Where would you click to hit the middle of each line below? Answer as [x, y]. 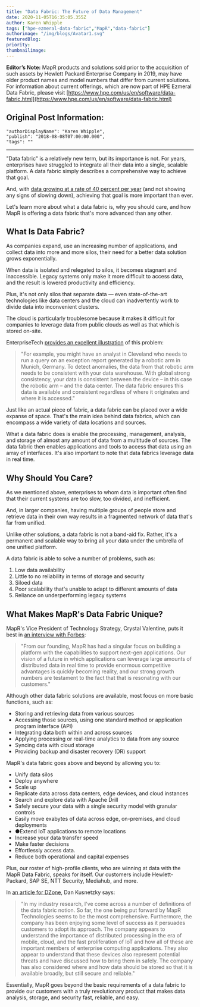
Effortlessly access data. [45, 850]
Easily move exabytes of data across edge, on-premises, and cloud [97, 819]
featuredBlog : [24, 39]
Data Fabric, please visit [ [37, 92]
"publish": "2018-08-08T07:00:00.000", [56, 137]
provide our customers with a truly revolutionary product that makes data [96, 991]
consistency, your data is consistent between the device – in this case [106, 379]
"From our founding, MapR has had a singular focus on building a [101, 646]
